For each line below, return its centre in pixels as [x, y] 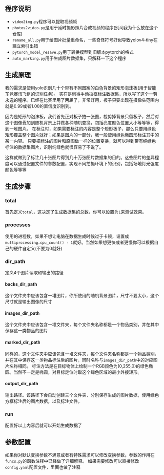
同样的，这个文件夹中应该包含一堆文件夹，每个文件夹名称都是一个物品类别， [82, 354]
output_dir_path [22, 384]
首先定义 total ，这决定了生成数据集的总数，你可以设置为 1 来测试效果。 [76, 212]
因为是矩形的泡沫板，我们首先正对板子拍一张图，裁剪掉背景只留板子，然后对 [82, 116]
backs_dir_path [21, 284]
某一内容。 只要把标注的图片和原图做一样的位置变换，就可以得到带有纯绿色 [81, 141]
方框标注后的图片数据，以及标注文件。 [43, 401]
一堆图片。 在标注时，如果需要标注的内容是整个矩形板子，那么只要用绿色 [82, 129]
